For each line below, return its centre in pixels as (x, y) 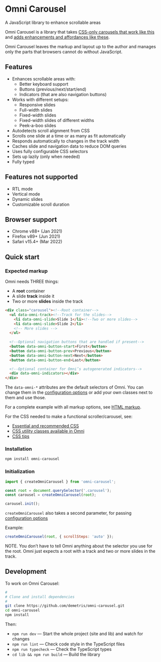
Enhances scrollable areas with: (44, 78)
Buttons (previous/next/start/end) (53, 89)
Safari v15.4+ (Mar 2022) (37, 242)
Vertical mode (26, 194)
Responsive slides (37, 105)
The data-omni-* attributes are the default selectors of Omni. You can (74, 387)
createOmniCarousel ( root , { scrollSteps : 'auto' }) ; (59, 537)
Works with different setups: (40, 99)
